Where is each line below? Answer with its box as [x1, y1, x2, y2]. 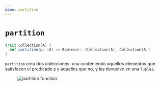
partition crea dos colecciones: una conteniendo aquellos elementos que [5, 61, 156, 67]
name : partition [5, 7, 38, 12]
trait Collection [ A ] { [5, 43, 52, 48]
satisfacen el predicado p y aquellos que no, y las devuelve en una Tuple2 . [5, 66, 155, 72]
